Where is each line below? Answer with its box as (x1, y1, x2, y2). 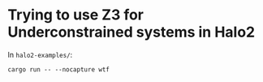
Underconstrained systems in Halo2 (7, 23, 256, 41)
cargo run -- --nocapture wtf (7, 65, 110, 74)
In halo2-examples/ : (7, 50, 73, 59)
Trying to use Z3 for (7, 6, 144, 24)
